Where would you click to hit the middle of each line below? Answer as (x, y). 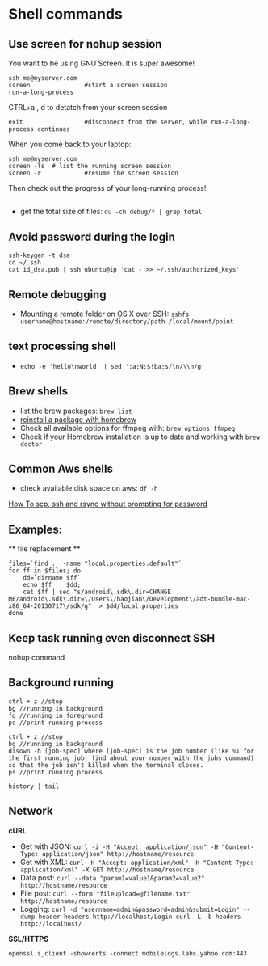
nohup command (37, 658)
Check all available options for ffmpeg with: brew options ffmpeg (128, 428)
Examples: (36, 529)
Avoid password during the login (92, 236)
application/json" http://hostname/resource (118, 854)
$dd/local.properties (142, 606)
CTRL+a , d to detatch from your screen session (88, 107)
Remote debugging (57, 295)
